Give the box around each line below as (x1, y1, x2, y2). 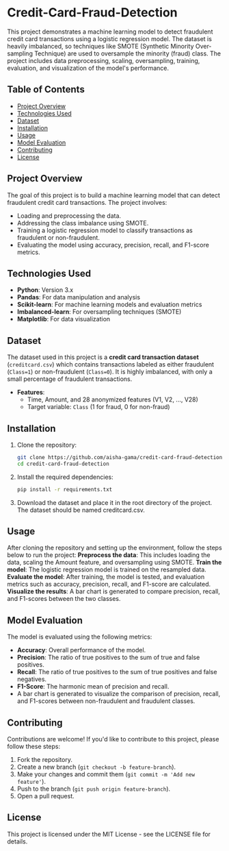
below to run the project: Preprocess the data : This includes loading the (7, 551, 211, 559)
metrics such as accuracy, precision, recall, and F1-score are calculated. (7, 580, 211, 589)
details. (7, 837, 28, 846)
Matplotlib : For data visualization (16, 315, 111, 323)
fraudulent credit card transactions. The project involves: (7, 198, 167, 206)
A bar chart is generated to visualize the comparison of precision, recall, (16, 690, 221, 698)
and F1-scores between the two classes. (7, 595, 121, 603)
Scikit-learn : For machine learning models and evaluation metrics (16, 300, 202, 309)
